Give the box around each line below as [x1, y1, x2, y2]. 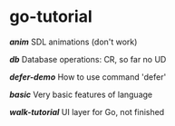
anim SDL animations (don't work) [9, 36, 138, 47]
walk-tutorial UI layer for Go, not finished [9, 106, 165, 117]
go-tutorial [9, 6, 92, 27]
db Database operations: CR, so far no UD [9, 53, 167, 64]
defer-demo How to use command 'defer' [9, 71, 167, 82]
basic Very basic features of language [9, 89, 152, 100]
